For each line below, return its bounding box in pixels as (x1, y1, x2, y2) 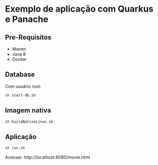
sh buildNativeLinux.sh (5, 119, 54, 124)
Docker (12, 56, 27, 62)
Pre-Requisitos (5, 33, 52, 41)
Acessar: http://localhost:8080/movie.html (5, 154, 90, 160)
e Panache (5, 14, 49, 25)
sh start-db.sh (5, 92, 36, 98)
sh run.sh (5, 146, 25, 150)
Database (5, 71, 35, 79)
